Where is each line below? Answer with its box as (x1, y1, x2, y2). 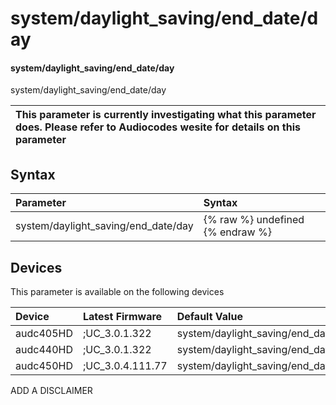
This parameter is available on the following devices (10, 286, 225, 298)
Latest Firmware (82, 310, 163, 324)
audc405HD (15, 327, 73, 341)
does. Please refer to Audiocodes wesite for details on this (15, 120, 301, 134)
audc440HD (15, 343, 73, 357)
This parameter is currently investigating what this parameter (15, 108, 317, 122)
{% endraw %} (203, 225, 272, 239)
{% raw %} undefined (203, 213, 305, 227)
